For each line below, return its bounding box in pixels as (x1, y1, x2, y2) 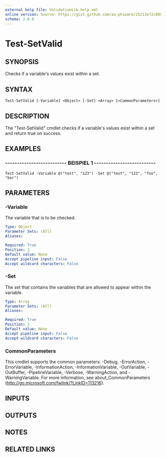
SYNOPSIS (5, 58, 39, 66)
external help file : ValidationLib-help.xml (5, 7, 98, 12)
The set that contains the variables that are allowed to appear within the (5, 284, 151, 290)
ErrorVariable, (5, 364, 34, 370)
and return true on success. (5, 130, 62, 136)
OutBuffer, (5, 369, 26, 375)
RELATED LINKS (5, 445, 55, 454)
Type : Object (5, 225, 32, 229)
